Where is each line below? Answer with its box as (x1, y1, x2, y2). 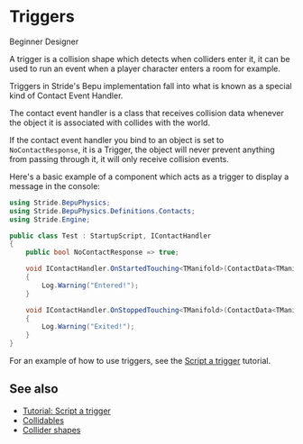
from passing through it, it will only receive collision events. (9, 153, 230, 164)
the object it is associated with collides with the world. (9, 117, 210, 128)
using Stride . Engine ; (9, 214, 91, 224)
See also (9, 381, 59, 397)
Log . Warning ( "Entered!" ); (41, 281, 140, 290)
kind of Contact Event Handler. (9, 90, 124, 101)
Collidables (22, 414, 65, 425)
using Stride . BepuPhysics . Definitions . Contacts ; (9, 206, 196, 215)
